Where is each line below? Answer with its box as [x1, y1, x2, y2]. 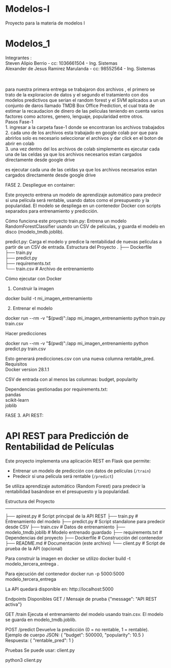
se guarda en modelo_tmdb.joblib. [5, 616, 77, 623]
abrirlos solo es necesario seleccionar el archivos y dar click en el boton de [5, 135, 163, 141]
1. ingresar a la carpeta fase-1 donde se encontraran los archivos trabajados [5, 124, 165, 130]
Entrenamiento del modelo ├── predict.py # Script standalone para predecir [5, 518, 165, 524]
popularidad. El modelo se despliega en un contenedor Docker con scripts [5, 202, 161, 209]
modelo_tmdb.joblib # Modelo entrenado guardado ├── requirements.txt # [5, 529, 162, 535]
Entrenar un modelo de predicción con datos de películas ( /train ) [12, 468, 151, 474]
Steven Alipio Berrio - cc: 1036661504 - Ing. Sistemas [5, 60, 118, 66]
